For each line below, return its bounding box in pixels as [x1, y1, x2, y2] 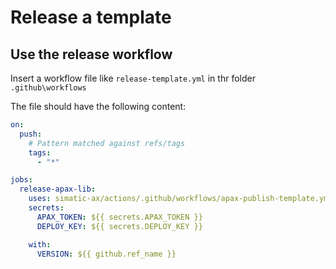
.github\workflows [10, 83, 87, 93]
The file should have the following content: [10, 101, 187, 112]
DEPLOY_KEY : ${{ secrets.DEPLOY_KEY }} [36, 221, 203, 231]
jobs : [10, 175, 33, 185]
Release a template [10, 6, 172, 29]
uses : [28, 194, 52, 204]
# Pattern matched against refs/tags [28, 138, 186, 148]
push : [19, 129, 43, 139]
